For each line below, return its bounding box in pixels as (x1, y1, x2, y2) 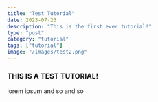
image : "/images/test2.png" (7, 49, 88, 56)
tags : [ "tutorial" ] (7, 42, 63, 49)
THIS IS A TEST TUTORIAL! (7, 71, 99, 81)
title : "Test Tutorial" (7, 10, 76, 17)
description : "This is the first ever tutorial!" (7, 23, 153, 30)
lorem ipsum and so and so (7, 87, 84, 95)
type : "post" (7, 29, 45, 37)
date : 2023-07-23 (7, 17, 57, 23)
